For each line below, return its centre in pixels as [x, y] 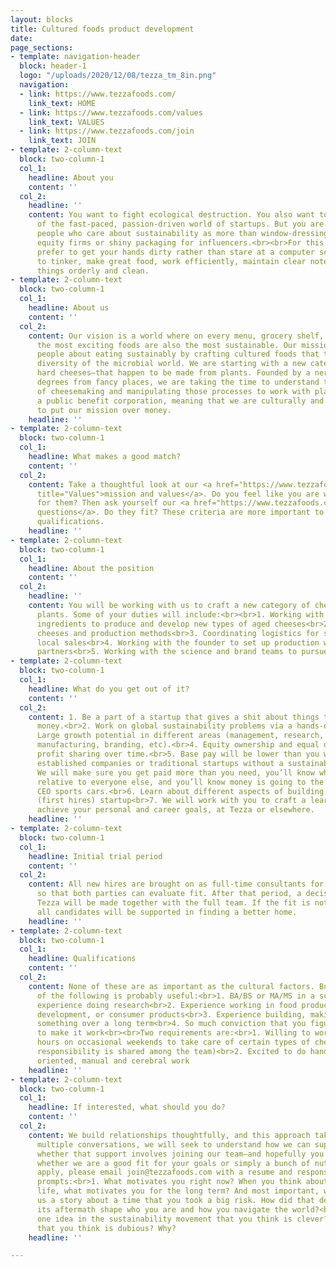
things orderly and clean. [93, 271]
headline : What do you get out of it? [109, 689]
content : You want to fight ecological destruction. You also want [171, 215]
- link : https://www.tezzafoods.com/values [111, 112]
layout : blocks [42, 19]
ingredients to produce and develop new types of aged [153, 624]
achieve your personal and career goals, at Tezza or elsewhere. [175, 810]
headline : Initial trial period [95, 856]
